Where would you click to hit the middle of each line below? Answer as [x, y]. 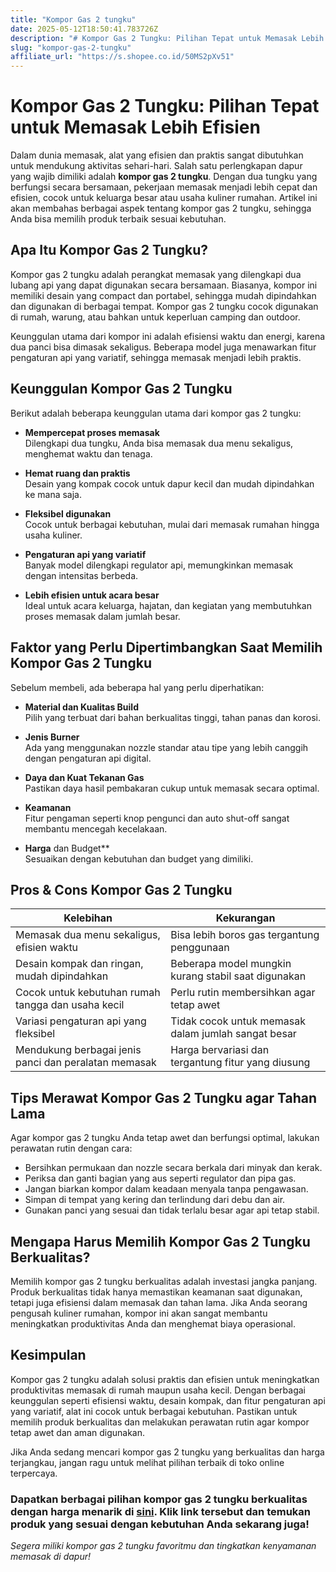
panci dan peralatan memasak [86, 1063]
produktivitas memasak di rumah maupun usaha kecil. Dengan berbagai [158, 1390]
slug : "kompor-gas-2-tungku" [71, 47]
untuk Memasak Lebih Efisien [135, 127]
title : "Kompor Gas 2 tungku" [73, 19]
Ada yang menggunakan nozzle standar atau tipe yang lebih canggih [166, 747]
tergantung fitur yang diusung [240, 1063]
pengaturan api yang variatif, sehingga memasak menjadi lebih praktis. [156, 357]
